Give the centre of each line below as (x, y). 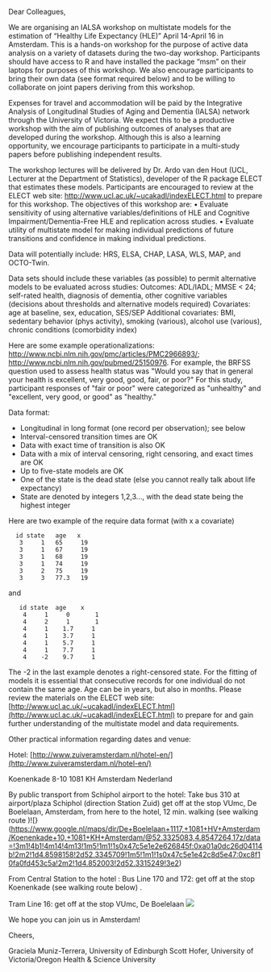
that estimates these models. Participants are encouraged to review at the (131, 187)
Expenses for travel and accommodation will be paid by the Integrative (125, 103)
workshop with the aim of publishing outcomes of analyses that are (120, 129)
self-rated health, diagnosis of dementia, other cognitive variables (118, 295)
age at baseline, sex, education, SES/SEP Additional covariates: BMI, (122, 313)
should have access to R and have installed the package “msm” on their (127, 61)
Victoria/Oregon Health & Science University (82, 959)
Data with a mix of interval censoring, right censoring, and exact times (137, 454)
